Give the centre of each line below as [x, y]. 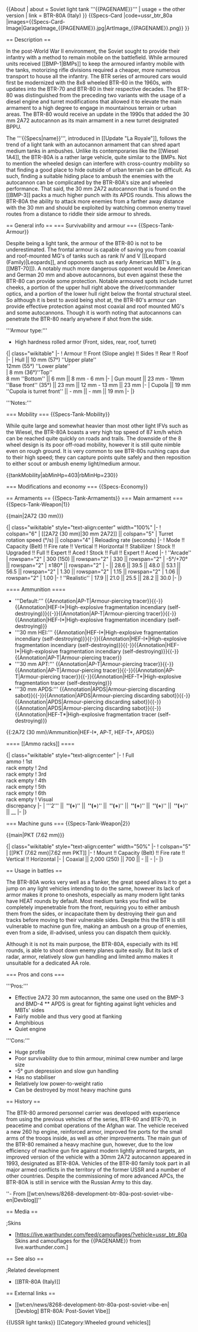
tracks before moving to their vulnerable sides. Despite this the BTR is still [96, 920]
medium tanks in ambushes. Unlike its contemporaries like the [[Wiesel [92, 151]
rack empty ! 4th [26, 780]
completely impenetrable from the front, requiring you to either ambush [93, 907]
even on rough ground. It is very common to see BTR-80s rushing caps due [98, 451]
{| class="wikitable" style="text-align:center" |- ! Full [70, 755]
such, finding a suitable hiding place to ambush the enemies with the [90, 176]
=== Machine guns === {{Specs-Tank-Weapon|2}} [68, 823]
